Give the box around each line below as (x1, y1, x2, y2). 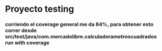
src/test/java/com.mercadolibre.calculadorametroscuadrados (5, 33, 157, 40)
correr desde (5, 27, 37, 34)
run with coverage (5, 39, 50, 46)
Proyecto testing (5, 3, 75, 15)
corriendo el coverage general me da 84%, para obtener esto (5, 21, 154, 28)
